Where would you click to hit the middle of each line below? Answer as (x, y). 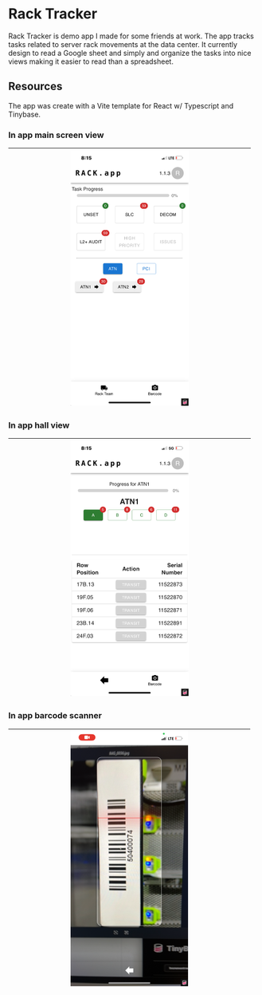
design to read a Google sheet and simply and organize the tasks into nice (130, 53)
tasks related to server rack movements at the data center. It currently (123, 44)
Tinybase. (25, 114)
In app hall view (39, 425)
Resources (35, 87)
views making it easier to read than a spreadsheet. (91, 61)
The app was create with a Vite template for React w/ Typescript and (121, 105)
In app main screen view (56, 135)
